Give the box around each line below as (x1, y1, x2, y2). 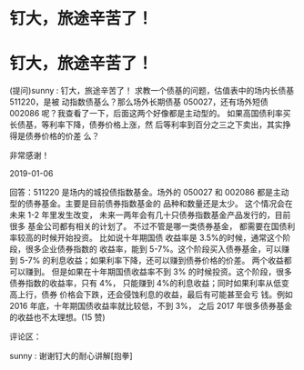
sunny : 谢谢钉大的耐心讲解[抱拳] (9, 351, 133, 362)
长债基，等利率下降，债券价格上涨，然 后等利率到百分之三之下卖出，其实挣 (9, 119, 291, 130)
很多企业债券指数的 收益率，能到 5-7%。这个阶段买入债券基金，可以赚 (25, 244, 289, 255)
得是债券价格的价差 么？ (9, 131, 100, 142)
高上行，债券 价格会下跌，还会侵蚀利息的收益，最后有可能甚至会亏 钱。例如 (9, 289, 293, 300)
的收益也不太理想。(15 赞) (9, 312, 106, 323)
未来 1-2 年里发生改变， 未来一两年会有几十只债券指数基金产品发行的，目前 (9, 210, 291, 221)
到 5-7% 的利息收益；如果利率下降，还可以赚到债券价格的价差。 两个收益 (9, 255, 284, 266)
